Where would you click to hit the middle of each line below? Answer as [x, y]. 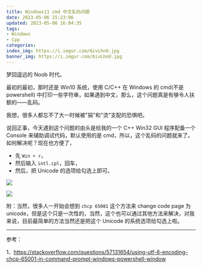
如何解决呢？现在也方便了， [41, 142]
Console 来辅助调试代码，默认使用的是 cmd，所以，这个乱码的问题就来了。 [100, 135]
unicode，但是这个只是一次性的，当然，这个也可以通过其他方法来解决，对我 [101, 213]
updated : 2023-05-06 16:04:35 [44, 23]
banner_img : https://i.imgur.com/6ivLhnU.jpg [64, 56]
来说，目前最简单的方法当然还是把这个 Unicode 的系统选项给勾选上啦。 [95, 221]
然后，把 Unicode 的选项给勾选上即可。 [64, 170]
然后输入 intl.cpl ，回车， [48, 163]
